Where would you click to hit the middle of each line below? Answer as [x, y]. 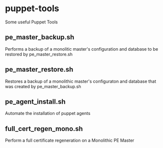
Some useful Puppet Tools [31, 22]
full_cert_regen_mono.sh [44, 129]
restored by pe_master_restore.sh [39, 54]
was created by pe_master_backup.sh [43, 86]
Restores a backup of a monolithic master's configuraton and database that [81, 81]
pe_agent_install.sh [35, 102]
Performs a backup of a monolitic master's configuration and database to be [81, 49]
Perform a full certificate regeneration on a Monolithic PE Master [70, 140]
